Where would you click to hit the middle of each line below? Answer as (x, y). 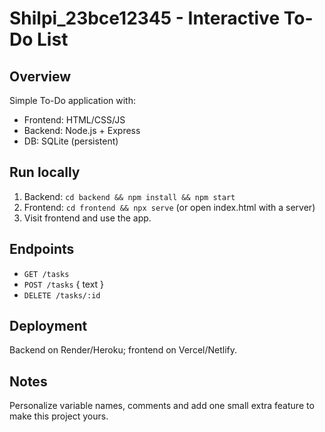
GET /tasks (46, 274)
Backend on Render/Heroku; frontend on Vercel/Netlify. (123, 350)
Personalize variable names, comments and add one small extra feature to (162, 406)
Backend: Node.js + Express (82, 130)
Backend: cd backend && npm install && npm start (129, 196)
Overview (40, 76)
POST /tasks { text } (64, 284)
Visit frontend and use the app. (87, 218)
